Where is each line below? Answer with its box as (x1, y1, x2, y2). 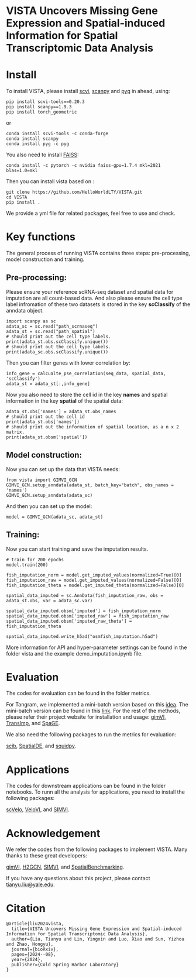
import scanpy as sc (6, 318, 57, 324)
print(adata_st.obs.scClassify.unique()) (6, 338, 109, 345)
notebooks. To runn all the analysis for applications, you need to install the (6, 788, 185, 795)
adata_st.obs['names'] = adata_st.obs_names (6, 409, 116, 414)
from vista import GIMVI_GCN (6, 477, 77, 483)
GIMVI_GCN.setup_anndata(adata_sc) (6, 492, 93, 498)
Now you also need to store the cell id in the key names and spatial (6, 391, 168, 398)
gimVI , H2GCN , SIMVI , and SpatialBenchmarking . (6, 863, 125, 870)
